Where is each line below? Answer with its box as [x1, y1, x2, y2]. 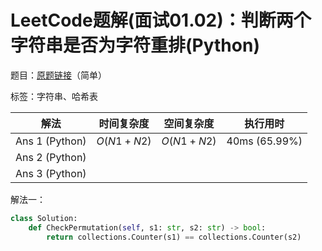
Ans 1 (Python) [15, 134, 87, 148]
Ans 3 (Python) [15, 166, 87, 180]
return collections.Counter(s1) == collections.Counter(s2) [46, 232, 302, 242]
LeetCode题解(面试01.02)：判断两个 [10, 9, 312, 32]
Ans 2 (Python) [15, 150, 87, 164]
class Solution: [10, 213, 78, 223]
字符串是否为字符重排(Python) [10, 34, 260, 57]
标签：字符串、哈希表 [10, 90, 98, 102]
